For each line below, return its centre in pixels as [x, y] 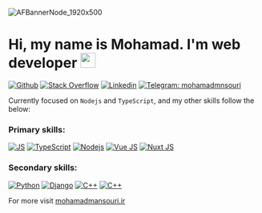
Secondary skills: [43, 168]
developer [43, 63]
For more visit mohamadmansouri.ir [67, 200]
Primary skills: [37, 129]
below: [19, 108]
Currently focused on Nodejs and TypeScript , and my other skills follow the [131, 101]
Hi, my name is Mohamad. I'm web [125, 45]
